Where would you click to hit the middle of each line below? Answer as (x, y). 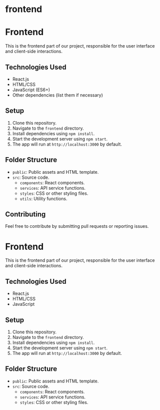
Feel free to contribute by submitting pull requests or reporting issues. (77, 226)
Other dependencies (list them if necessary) (58, 95)
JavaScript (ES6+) (31, 90)
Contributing (25, 214)
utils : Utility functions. (43, 198)
